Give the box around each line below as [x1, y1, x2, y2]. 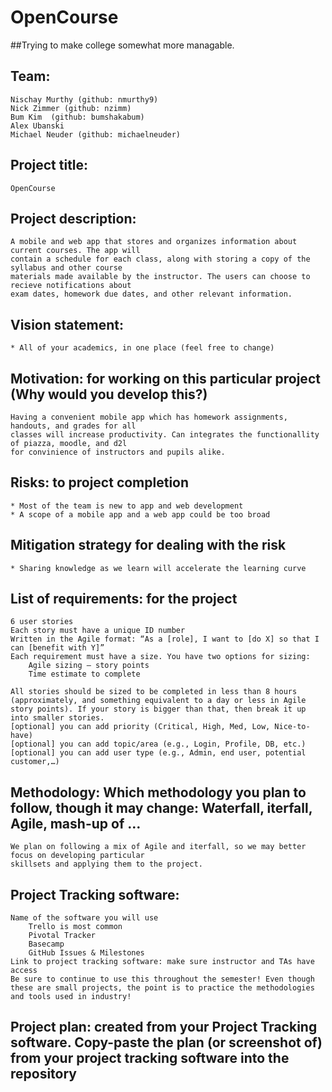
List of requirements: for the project [10, 591, 238, 608]
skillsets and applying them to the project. [10, 859, 203, 870]
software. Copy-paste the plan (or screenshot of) [10, 1034, 323, 1051]
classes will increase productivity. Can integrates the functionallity [10, 430, 320, 440]
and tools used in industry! [10, 992, 132, 1002]
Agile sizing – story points [28, 661, 150, 671]
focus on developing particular [10, 851, 145, 861]
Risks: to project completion [10, 474, 190, 491]
